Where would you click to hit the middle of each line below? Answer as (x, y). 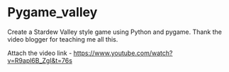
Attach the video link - (40, 53)
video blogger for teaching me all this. (63, 39)
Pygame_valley (52, 12)
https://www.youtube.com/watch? (123, 53)
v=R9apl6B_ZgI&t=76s (40, 60)
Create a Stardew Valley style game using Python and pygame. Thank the (114, 32)
